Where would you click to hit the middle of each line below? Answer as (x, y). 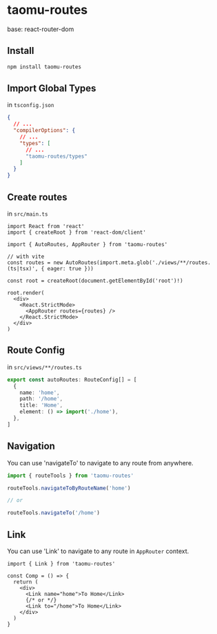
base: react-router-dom (41, 29)
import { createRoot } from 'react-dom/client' (77, 232)
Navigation (31, 446)
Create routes (37, 197)
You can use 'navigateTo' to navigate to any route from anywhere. (101, 463)
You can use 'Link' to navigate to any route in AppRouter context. (98, 551)
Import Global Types (52, 88)
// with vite (26, 257)
